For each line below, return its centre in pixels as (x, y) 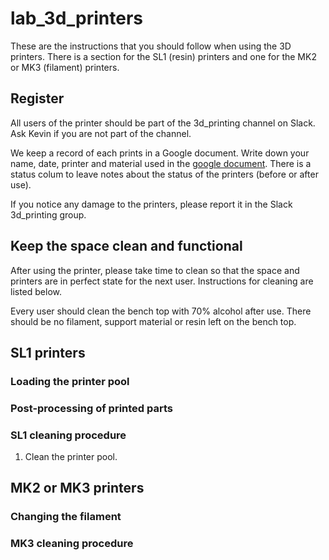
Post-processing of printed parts (91, 408)
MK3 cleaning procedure (72, 544)
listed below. (36, 291)
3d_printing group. (48, 214)
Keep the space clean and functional (126, 246)
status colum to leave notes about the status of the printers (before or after (164, 174)
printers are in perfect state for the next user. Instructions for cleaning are (162, 281)
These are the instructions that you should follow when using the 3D (151, 46)
